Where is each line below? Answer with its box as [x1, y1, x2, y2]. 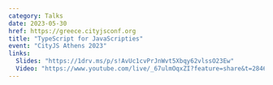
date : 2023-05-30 [8, 19, 67, 28]
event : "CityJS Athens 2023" [8, 42, 107, 50]
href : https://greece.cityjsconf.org [8, 27, 136, 35]
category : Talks [8, 11, 63, 20]
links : [8, 49, 31, 57]
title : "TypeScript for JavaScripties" [8, 34, 144, 43]
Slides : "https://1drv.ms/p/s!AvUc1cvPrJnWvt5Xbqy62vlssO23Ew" [15, 57, 234, 66]
